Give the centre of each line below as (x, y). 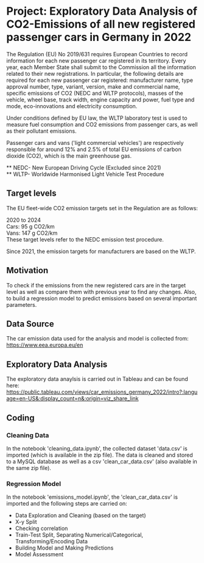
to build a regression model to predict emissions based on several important (102, 298)
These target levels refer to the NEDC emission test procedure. (85, 239)
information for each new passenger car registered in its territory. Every (96, 61)
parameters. (22, 304)
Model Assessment (39, 554)
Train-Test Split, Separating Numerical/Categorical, (79, 535)
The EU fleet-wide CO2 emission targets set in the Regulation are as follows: (102, 208)
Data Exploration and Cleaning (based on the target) (80, 515)
